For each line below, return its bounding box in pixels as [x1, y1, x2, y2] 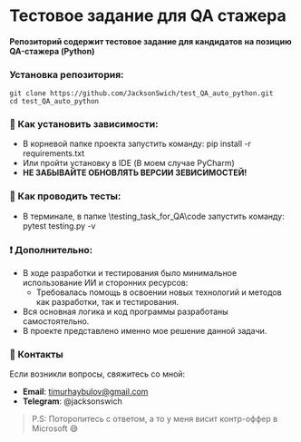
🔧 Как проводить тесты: [9, 190, 121, 202]
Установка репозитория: [9, 68, 124, 81]
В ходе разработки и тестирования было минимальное [22, 267, 238, 278]
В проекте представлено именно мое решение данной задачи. [22, 325, 267, 336]
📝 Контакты [9, 348, 63, 360]
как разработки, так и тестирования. [35, 296, 180, 307]
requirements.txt [22, 148, 85, 159]
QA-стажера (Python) [9, 45, 95, 56]
